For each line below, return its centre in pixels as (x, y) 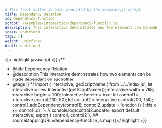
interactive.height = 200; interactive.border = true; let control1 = (75, 95)
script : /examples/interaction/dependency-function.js (61, 23)
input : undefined (22, 32)
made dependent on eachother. (43, 79)
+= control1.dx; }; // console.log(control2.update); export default (76, 110)
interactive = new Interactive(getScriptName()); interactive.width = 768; (83, 89)
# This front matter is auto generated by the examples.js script (73, 9)
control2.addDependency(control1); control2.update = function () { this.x (84, 105)
